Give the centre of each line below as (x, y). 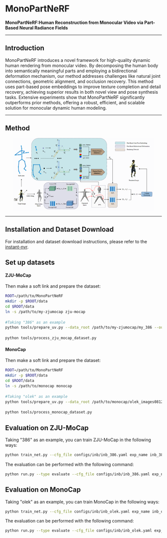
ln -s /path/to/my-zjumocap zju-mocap (45, 312)
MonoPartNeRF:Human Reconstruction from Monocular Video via (74, 22)
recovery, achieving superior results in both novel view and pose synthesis (82, 92)
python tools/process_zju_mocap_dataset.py (51, 338)
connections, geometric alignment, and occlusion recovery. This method (79, 81)
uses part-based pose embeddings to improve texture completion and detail (83, 87)
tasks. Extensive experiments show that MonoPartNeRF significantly (75, 97)
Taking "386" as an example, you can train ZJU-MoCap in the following (78, 440)
